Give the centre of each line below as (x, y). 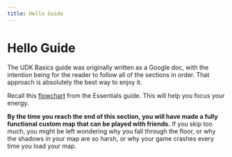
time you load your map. (42, 146)
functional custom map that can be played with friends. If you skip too (110, 124)
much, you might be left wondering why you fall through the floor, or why (111, 131)
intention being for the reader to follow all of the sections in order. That (108, 74)
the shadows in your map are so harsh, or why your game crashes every (110, 138)
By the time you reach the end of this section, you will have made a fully (113, 116)
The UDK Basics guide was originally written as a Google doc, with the (108, 67)
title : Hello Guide (35, 14)
